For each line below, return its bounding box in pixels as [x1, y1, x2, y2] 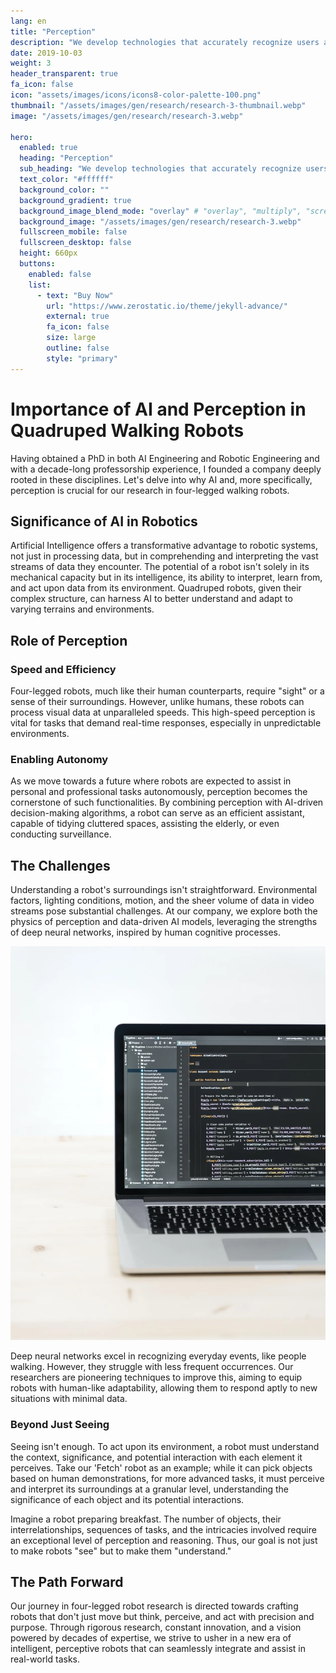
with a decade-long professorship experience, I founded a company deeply [10, 463, 322, 475]
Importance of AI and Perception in [10, 398, 307, 420]
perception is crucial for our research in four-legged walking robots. [10, 484, 290, 496]
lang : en [10, 16, 47, 26]
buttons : [19, 259, 56, 269]
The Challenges [10, 857, 111, 874]
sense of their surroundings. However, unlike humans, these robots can [10, 696, 305, 708]
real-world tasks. [10, 1653, 81, 1665]
